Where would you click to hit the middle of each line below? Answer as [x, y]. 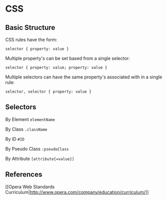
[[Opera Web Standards [30, 187]
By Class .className [26, 129]
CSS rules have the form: [31, 39]
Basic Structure [30, 28]
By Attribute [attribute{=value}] [40, 158]
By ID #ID [15, 139]
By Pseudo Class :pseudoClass [37, 149]
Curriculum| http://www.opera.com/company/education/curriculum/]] [77, 192]
